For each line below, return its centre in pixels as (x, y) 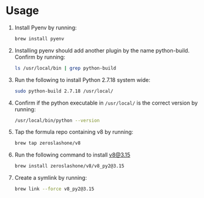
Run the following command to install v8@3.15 (72, 155)
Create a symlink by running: (51, 178)
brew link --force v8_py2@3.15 (54, 189)
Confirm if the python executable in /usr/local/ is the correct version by (106, 103)
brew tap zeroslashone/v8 (47, 143)
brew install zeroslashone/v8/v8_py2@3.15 (69, 166)
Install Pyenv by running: (46, 28)
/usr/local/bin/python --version (57, 120)
